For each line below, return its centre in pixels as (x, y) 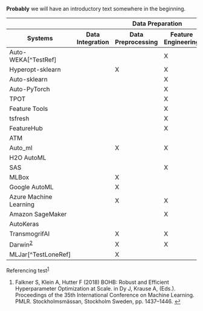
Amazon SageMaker (38, 214)
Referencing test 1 (28, 270)
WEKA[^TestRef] (33, 60)
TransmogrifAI (30, 234)
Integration (93, 42)
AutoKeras (24, 224)
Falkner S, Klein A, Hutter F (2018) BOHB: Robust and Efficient (92, 282)
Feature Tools (29, 109)
